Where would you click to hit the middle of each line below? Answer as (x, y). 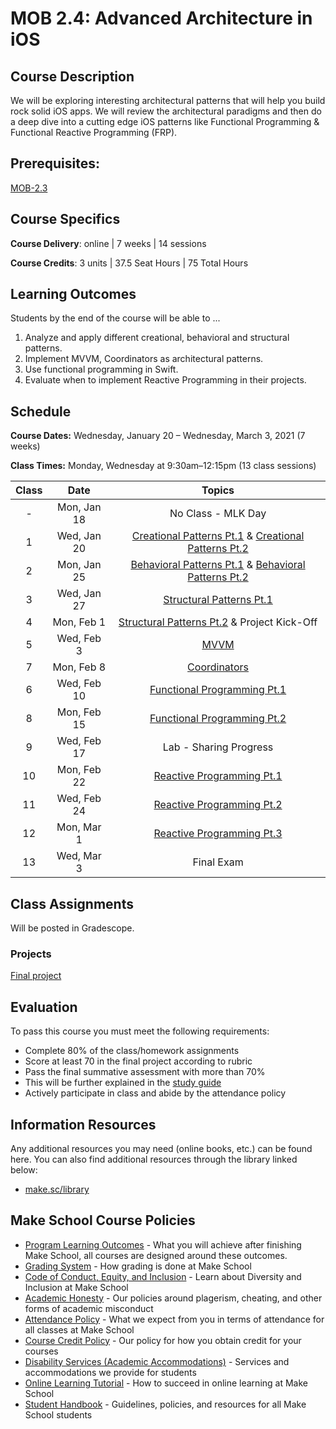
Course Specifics (65, 219)
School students (58, 1414)
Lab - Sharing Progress (218, 747)
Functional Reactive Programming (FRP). (94, 132)
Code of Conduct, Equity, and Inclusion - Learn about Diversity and (163, 1276)
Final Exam (218, 862)
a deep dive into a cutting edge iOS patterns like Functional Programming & (165, 121)
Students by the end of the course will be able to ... (115, 318)
